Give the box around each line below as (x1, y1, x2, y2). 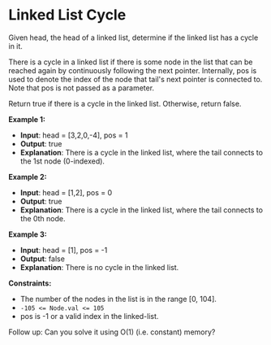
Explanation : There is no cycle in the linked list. (19, 262, 179, 272)
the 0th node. (19, 213, 67, 223)
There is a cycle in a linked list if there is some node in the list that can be (8, 57, 253, 67)
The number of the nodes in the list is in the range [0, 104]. (19, 294, 217, 304)
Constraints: (8, 278, 52, 288)
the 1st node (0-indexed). (19, 156, 105, 166)
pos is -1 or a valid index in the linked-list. (19, 311, 159, 321)
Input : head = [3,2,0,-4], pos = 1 (19, 130, 128, 140)
